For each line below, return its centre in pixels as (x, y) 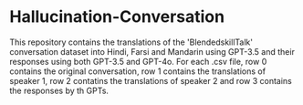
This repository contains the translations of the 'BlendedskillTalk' (131, 42)
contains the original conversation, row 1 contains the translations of (138, 71)
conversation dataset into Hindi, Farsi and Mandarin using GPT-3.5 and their (152, 51)
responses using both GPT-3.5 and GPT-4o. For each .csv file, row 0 (138, 61)
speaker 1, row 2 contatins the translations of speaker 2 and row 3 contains (151, 80)
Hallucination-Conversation (117, 17)
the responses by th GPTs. (59, 90)
